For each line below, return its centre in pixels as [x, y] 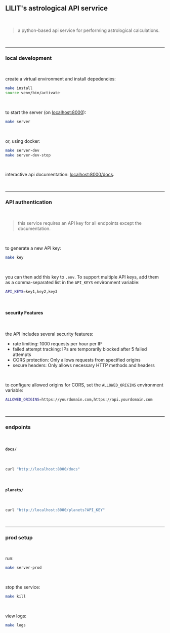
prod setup [19, 537]
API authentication [29, 202]
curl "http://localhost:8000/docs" [43, 469]
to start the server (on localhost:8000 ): [46, 112]
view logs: [16, 616]
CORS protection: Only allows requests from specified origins [76, 360]
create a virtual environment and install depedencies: [61, 79]
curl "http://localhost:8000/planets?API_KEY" [55, 510]
